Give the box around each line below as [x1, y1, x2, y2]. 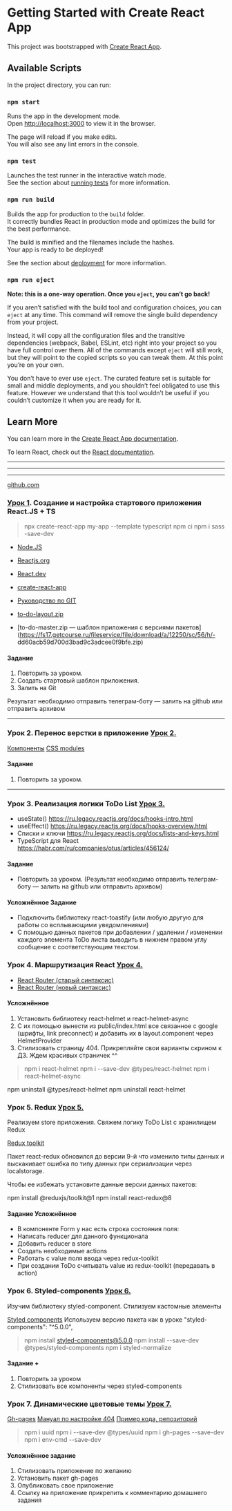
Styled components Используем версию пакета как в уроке [7, 1315, 183, 1324]
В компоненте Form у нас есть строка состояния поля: [17, 1225, 180, 1233]
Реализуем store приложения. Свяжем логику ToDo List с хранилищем [7, 1118, 217, 1127]
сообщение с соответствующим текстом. [17, 943, 140, 951]
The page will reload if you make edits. [7, 133, 117, 141]
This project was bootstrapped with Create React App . [7, 42, 162, 50]
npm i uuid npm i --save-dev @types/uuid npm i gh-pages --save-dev [23, 1428, 224, 1436]
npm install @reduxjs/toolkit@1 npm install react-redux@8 [7, 1194, 172, 1202]
